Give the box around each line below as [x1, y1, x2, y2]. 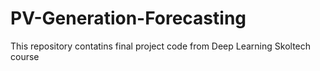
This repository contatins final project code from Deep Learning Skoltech [10, 40, 312, 52]
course [10, 50, 40, 62]
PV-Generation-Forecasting [10, 7, 247, 30]
